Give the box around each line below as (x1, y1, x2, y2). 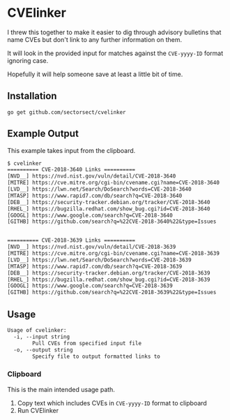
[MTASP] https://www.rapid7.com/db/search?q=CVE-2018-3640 (7, 192, 183, 199)
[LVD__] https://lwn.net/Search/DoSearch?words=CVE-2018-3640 (7, 186, 192, 193)
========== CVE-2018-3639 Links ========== (7, 237, 136, 244)
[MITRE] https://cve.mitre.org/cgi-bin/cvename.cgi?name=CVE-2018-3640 (7, 180, 220, 187)
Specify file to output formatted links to (32, 353, 160, 360)
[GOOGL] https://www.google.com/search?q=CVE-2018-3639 (7, 282, 173, 289)
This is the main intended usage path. (7, 385, 115, 393)
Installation (7, 90, 57, 102)
